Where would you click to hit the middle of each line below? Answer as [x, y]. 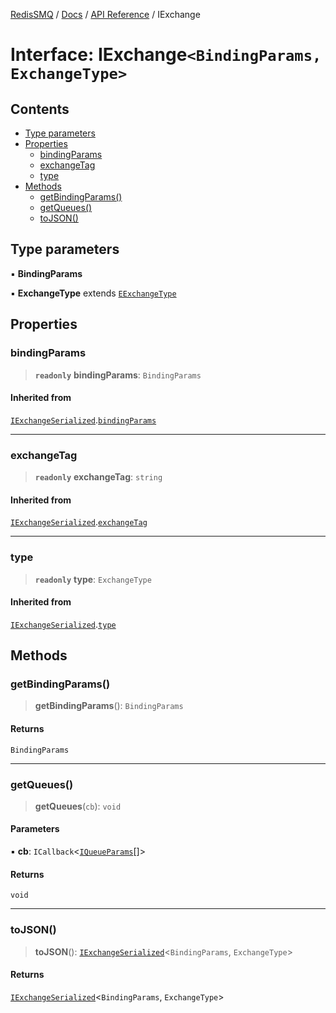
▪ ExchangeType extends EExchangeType [93, 293]
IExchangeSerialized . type [63, 624]
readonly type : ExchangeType [93, 579]
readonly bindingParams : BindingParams [118, 375]
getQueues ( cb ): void [78, 806]
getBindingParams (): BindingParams [109, 706]
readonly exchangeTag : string [98, 477]
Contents [40, 109]
